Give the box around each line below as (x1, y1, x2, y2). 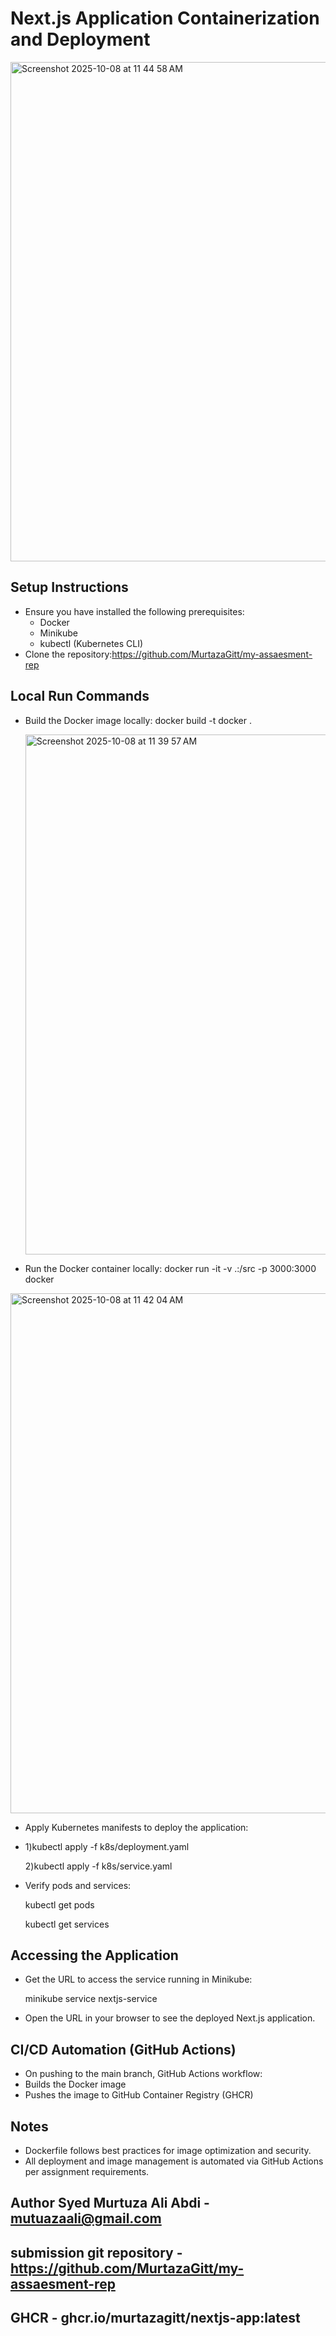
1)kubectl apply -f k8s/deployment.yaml (24, 1840, 190, 1852)
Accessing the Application (10, 1947, 179, 1964)
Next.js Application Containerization (10, 7, 320, 30)
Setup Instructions (10, 579, 129, 596)
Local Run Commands (10, 688, 150, 705)
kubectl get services (24, 1918, 110, 1930)
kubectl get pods (24, 1898, 95, 1911)
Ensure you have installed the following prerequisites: (24, 605, 245, 617)
